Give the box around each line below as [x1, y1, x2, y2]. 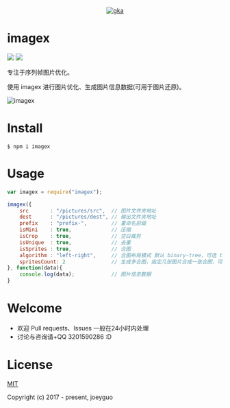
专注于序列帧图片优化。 [7, 68, 73, 76]
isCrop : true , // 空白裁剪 [19, 233, 142, 240]
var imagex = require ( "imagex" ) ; [7, 189, 103, 195]
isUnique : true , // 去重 [19, 239, 131, 246]
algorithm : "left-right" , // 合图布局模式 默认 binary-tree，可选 [19, 252, 217, 259]
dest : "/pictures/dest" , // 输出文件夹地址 [19, 213, 157, 221]
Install [7, 121, 43, 136]
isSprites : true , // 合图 [19, 245, 131, 252]
